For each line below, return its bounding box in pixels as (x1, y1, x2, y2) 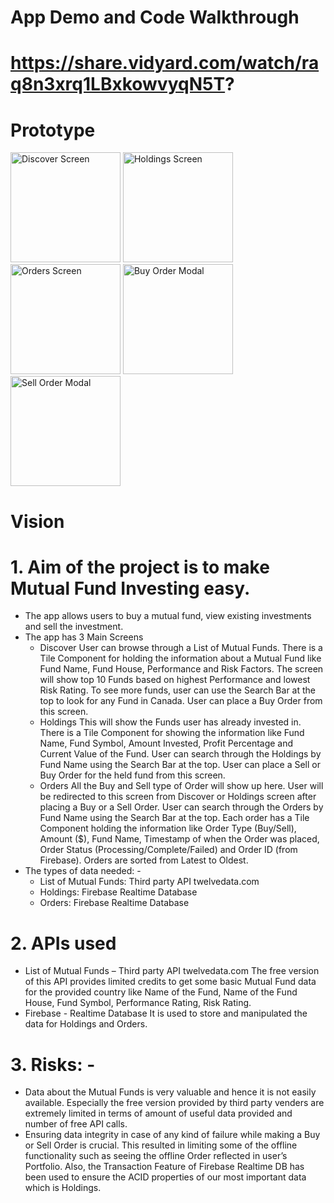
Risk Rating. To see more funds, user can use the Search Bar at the (39, 684, 316, 696)
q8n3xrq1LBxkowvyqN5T (10, 73, 226, 96)
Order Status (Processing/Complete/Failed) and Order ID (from (39, 844, 298, 856)
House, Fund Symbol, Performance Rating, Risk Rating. (24, 997, 252, 1009)
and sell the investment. (24, 621, 124, 633)
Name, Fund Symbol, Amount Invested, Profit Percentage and (39, 737, 294, 750)
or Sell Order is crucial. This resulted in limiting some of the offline (24, 1139, 298, 1151)
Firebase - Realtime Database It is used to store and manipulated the (24, 1007, 308, 1020)
